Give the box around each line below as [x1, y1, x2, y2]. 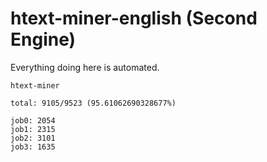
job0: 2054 [10, 115, 56, 126]
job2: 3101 [10, 133, 56, 143]
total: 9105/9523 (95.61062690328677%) [10, 98, 177, 108]
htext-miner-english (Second [10, 7, 258, 30]
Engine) [10, 28, 77, 51]
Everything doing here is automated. [10, 61, 160, 73]
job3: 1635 [10, 142, 56, 152]
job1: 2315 [10, 124, 56, 134]
